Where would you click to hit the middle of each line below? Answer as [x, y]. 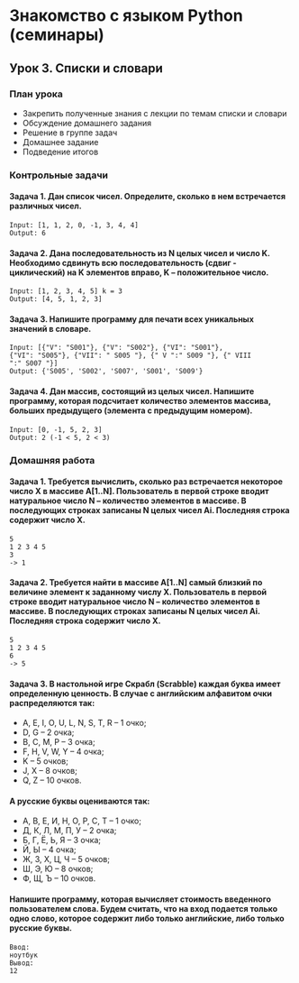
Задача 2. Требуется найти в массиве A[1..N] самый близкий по [136, 583]
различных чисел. [46, 206]
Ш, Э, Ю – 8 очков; [58, 869]
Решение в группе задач [70, 133]
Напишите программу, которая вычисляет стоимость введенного [140, 899]
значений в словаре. [50, 328]
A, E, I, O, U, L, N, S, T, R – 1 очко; [84, 723]
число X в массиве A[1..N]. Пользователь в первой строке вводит [139, 491]
